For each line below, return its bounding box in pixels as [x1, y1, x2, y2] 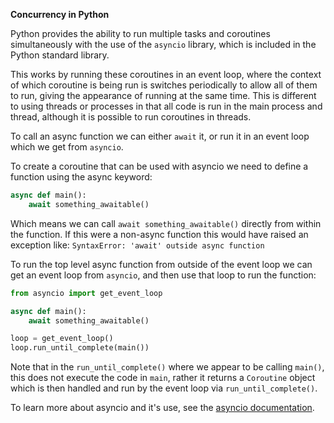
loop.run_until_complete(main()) [10, 343, 150, 353]
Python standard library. [10, 49, 110, 61]
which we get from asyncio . [10, 141, 124, 153]
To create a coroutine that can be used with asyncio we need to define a [10, 160, 309, 172]
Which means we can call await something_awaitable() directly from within [10, 217, 322, 229]
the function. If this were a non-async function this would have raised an [10, 228, 309, 240]
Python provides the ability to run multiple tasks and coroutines [10, 28, 271, 39]
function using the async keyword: [10, 171, 153, 183]
